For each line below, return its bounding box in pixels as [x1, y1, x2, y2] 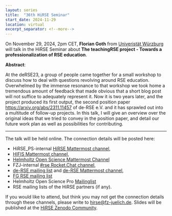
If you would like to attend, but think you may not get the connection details [5, 194, 164, 200]
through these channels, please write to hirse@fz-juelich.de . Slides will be [5, 199, 162, 206]
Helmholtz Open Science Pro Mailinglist [12, 178, 96, 185]
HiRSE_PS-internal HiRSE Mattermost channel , [12, 146, 111, 152]
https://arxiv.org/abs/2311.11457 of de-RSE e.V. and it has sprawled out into [5, 104, 163, 111]
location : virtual [5, 22, 45, 27]
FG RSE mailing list [12, 173, 53, 179]
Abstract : [5, 62, 26, 68]
